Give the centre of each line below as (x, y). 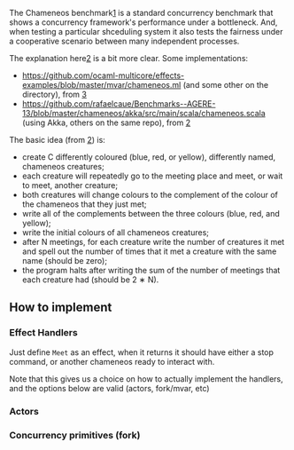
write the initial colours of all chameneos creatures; (116, 233)
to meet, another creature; (70, 185)
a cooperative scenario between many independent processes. (124, 41)
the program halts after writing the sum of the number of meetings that (151, 270)
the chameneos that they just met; (85, 204)
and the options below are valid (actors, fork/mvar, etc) (109, 388)
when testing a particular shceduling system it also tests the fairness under (146, 32)
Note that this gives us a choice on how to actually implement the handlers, (146, 379)
